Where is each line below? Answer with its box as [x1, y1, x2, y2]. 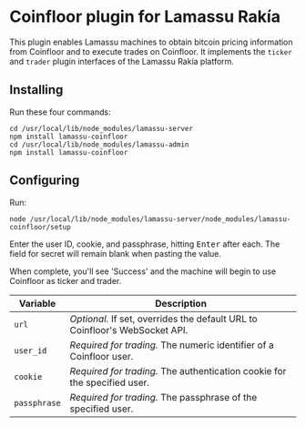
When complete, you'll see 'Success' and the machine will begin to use [9, 266, 277, 277]
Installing [9, 82, 64, 97]
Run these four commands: [9, 107, 111, 117]
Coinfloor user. [69, 350, 134, 362]
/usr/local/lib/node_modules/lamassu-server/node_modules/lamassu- [29, 214, 291, 224]
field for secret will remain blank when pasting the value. [9, 248, 221, 259]
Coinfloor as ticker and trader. [9, 275, 122, 286]
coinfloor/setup [9, 222, 71, 231]
